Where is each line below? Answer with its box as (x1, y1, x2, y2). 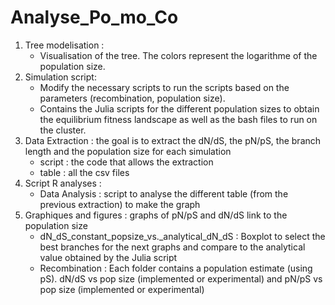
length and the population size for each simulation (24, 145, 232, 157)
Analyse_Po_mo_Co (10, 6, 179, 29)
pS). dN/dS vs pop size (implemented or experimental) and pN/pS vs (39, 272, 323, 285)
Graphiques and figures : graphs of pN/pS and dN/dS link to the (24, 209, 288, 221)
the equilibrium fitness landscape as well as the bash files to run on (39, 113, 318, 125)
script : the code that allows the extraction (39, 156, 214, 168)
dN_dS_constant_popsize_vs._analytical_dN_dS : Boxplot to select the (39, 230, 326, 242)
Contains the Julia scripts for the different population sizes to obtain (39, 102, 320, 115)
